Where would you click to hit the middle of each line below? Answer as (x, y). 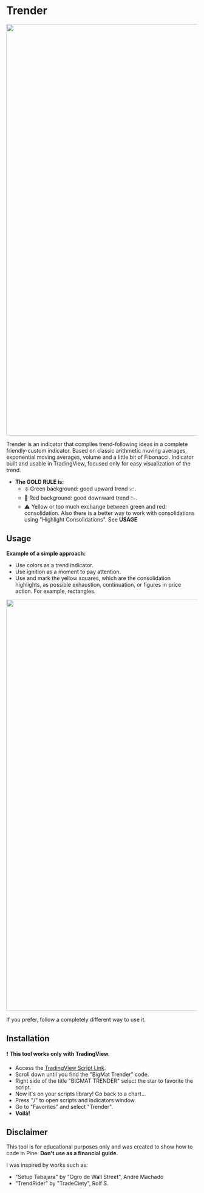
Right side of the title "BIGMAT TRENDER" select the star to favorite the (104, 1081)
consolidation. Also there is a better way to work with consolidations (110, 513)
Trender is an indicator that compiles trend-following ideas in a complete (97, 444)
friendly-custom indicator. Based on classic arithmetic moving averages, (97, 450)
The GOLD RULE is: (39, 481)
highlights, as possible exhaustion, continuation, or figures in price (98, 584)
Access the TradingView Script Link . (60, 1067)
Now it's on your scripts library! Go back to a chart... (80, 1094)
